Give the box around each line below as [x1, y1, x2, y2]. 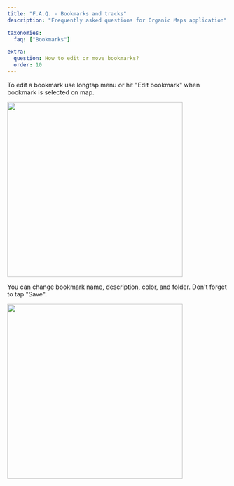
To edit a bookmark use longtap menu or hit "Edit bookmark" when [7, 80, 200, 89]
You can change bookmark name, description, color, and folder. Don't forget [7, 283, 228, 291]
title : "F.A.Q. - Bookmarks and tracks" [7, 10, 128, 17]
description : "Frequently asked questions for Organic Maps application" [7, 17, 228, 24]
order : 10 [13, 62, 42, 69]
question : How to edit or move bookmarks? [13, 55, 139, 62]
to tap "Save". [7, 290, 47, 298]
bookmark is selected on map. [7, 88, 95, 97]
